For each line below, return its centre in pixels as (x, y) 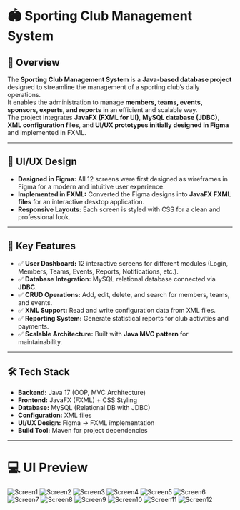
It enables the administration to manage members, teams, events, (105, 102)
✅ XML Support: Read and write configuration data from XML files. (117, 310)
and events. (35, 302)
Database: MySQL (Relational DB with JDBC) (84, 408)
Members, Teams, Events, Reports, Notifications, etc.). (98, 271)
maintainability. (40, 341)
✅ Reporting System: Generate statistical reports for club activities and (123, 318)
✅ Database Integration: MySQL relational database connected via (116, 279)
